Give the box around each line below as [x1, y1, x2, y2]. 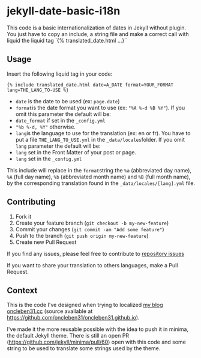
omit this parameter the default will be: [15, 110, 112, 118]
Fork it [15, 213, 32, 220]
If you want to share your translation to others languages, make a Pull [7, 261, 178, 268]
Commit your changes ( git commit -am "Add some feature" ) [15, 225, 164, 232]
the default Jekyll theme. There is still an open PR [7, 332, 130, 339]
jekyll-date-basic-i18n [7, 4, 121, 18]
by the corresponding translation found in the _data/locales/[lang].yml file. [7, 179, 196, 187]
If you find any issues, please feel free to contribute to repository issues [7, 250, 185, 257]
